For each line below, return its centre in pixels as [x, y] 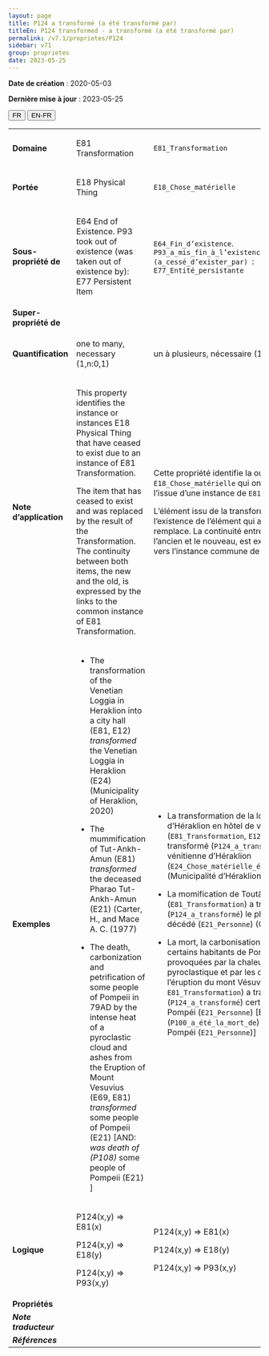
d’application [38, 516]
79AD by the [113, 1007]
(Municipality [114, 791]
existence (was [104, 251]
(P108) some [114, 1157]
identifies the [100, 403]
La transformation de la [211, 816]
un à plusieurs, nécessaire [203, 354]
